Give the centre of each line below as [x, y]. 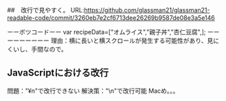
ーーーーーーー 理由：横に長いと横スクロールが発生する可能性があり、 [107, 41]
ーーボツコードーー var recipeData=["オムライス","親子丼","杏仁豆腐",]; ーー [113, 32]
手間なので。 [49, 49]
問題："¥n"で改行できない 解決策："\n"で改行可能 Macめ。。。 [93, 91]
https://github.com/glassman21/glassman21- [147, 10]
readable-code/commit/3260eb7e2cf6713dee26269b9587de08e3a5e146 [111, 18]
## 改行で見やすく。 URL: [46, 10]
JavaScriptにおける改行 [58, 73]
